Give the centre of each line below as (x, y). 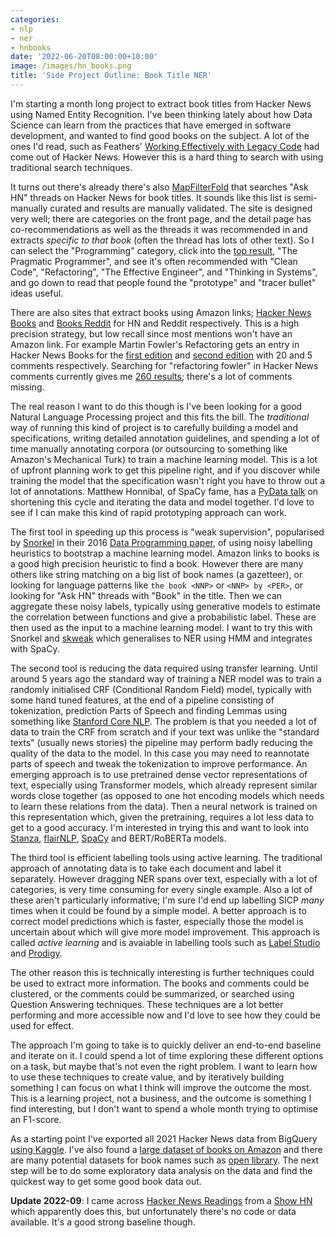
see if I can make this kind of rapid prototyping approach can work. (149, 512)
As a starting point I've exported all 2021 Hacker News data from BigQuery (164, 1138)
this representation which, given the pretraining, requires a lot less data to (162, 817)
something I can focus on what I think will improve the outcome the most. (161, 1087)
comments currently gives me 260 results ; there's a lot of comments (151, 376)
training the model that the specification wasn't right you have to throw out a (168, 480)
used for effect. (42, 1025)
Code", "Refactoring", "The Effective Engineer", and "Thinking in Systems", (164, 272)
